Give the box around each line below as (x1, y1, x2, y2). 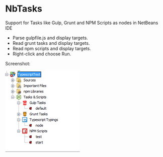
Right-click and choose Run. (12, 51, 71, 57)
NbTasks (5, 3, 43, 15)
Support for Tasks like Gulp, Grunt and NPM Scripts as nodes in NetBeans (5, 20, 158, 26)
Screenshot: (5, 60, 31, 66)
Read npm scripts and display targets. (12, 45, 92, 51)
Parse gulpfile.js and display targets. (12, 35, 88, 41)
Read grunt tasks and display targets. (12, 40, 90, 46)
